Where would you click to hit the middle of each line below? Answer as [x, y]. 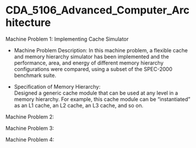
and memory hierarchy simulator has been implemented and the [92, 56]
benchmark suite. [35, 75]
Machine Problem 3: [30, 128]
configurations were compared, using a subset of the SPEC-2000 [93, 69]
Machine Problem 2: [30, 117]
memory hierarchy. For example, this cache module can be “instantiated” [102, 99]
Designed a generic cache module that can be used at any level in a [96, 93]
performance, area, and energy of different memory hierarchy [89, 63]
